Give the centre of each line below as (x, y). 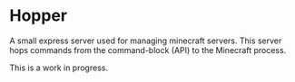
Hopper (39, 16)
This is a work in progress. (59, 68)
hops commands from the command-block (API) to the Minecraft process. (148, 50)
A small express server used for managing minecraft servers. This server (146, 41)
